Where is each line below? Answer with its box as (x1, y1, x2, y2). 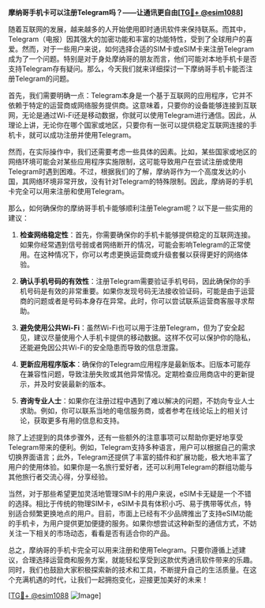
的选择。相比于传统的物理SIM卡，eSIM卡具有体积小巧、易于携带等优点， (8, 499, 244, 508)
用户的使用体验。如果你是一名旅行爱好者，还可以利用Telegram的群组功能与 (8, 463, 253, 471)
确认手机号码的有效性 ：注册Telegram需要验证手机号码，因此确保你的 (19, 277, 244, 285)
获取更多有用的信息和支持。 (33, 416, 124, 425)
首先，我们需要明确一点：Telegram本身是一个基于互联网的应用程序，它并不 (8, 91, 253, 100)
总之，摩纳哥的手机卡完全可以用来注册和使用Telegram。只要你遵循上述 (8, 546, 239, 554)
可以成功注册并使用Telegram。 (35, 130, 136, 139)
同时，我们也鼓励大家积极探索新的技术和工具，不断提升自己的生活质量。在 (8, 565, 250, 574)
